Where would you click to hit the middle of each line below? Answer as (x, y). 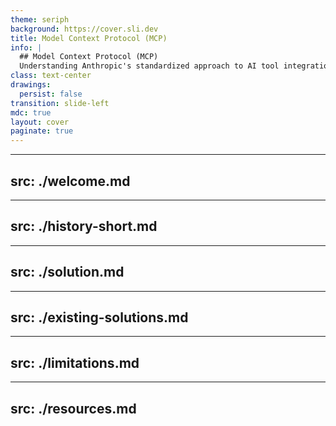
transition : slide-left (60, 103)
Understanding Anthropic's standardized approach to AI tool (149, 66)
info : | (26, 47)
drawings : (31, 85)
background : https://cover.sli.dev (84, 29)
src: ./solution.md (67, 272)
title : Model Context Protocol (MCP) (89, 38)
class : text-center (51, 76)
